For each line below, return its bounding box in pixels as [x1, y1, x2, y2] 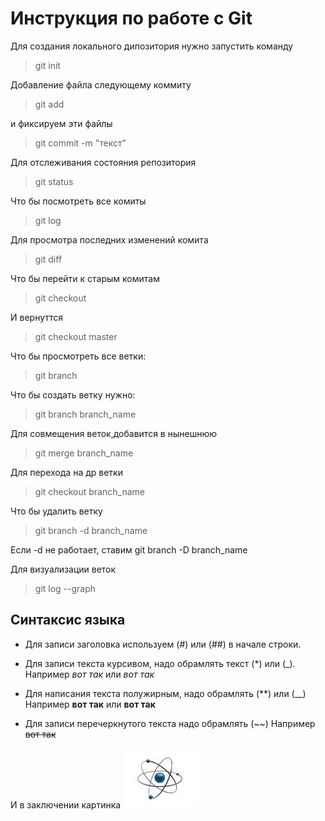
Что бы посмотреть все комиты [10, 195, 147, 207]
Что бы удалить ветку [10, 505, 103, 517]
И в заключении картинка [10, 798, 122, 811]
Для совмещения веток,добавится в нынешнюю [10, 427, 217, 439]
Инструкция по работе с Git [10, 7, 253, 30]
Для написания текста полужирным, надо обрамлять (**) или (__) [24, 687, 307, 699]
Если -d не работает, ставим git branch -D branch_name [10, 543, 248, 556]
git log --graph [34, 582, 97, 594]
